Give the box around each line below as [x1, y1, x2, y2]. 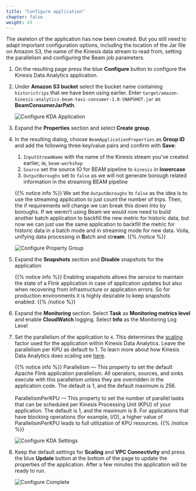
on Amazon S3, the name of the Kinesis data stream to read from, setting [6, 48, 182, 55]
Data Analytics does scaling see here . [14, 352, 106, 359]
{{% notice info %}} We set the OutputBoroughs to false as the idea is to [14, 190, 188, 197]
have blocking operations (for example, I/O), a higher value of [14, 414, 163, 421]
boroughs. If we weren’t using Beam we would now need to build [14, 209, 171, 216]
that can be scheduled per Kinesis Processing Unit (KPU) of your [14, 401, 171, 408]
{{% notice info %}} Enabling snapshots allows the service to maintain [14, 274, 184, 281]
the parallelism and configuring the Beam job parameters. [6, 54, 145, 62]
